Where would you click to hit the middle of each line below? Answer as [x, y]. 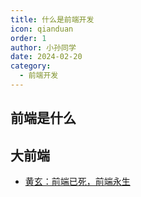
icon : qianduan [42, 29]
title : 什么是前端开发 [52, 19]
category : [31, 66]
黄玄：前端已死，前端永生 [77, 182]
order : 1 [28, 38]
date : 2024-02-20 [46, 57]
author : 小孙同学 [43, 47]
